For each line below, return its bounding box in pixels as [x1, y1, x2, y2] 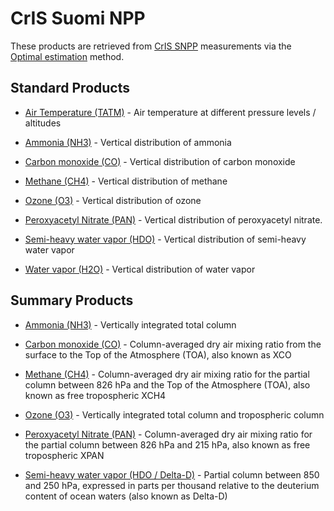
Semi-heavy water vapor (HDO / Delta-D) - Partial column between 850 [24, 468, 320, 481]
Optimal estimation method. [10, 50, 125, 62]
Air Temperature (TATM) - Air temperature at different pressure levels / [24, 106, 317, 118]
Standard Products [10, 80, 130, 97]
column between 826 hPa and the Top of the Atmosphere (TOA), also [24, 378, 311, 391]
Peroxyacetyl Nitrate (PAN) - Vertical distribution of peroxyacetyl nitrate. [24, 213, 323, 226]
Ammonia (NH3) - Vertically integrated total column [24, 318, 237, 331]
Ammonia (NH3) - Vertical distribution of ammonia [24, 136, 232, 148]
